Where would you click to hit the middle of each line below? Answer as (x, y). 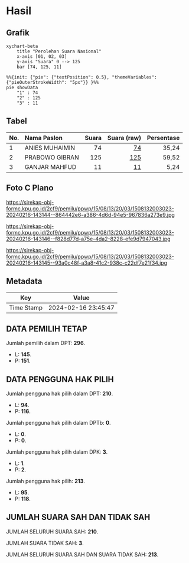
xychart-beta (22, 46)
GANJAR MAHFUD (50, 167)
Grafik (18, 33)
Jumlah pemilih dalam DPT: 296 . (46, 343)
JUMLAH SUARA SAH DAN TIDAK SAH (78, 517)
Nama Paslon (44, 138)
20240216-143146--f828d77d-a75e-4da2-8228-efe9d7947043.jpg (88, 239)
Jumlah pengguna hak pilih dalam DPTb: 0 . (58, 423)
